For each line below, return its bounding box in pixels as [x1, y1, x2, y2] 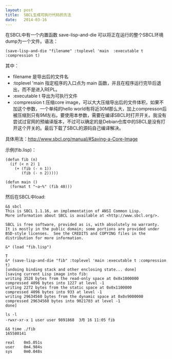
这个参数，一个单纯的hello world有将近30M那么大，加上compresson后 [17, 106, 167, 112]
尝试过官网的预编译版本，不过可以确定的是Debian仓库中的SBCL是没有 [12, 119, 161, 125]
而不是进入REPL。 [22, 86, 61, 93]
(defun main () [5, 179, 38, 185]
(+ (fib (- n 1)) [14, 166, 52, 171]
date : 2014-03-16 [5, 17, 47, 22]
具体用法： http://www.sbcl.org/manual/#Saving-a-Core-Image [5, 136, 138, 142]
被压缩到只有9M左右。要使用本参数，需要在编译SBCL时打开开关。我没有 [12, 112, 167, 118]
